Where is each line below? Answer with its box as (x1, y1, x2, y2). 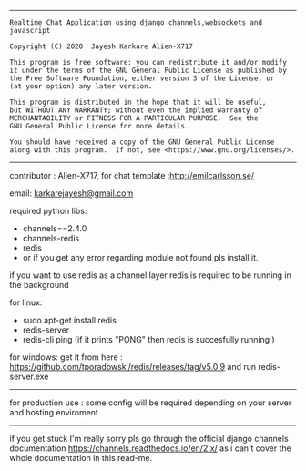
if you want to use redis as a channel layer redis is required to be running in (9, 270, 291, 281)
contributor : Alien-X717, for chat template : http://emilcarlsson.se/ (9, 170, 255, 180)
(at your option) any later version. (9, 82, 153, 91)
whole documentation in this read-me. (9, 453, 153, 463)
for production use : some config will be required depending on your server (9, 397, 292, 408)
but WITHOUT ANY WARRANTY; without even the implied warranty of (9, 106, 262, 115)
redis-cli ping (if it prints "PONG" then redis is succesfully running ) (22, 334, 275, 344)
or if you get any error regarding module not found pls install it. (22, 252, 259, 262)
